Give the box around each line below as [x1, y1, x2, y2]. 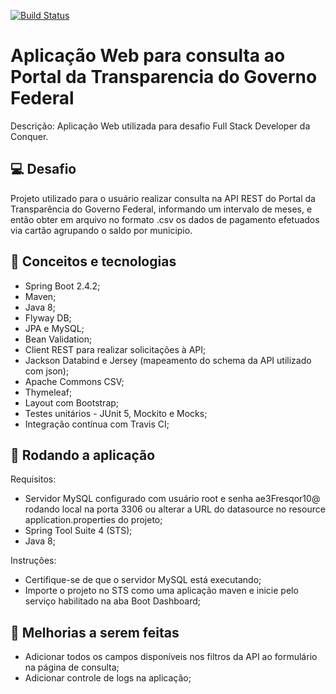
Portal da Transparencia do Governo [10, 66, 318, 89]
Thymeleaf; [24, 386, 73, 398]
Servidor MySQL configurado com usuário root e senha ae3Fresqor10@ [24, 493, 321, 505]
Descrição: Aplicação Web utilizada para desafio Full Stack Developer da [10, 120, 311, 132]
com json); [24, 365, 70, 377]
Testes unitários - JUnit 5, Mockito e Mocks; [24, 407, 208, 419]
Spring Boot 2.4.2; [24, 280, 101, 292]
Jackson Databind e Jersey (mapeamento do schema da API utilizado [24, 354, 312, 366]
